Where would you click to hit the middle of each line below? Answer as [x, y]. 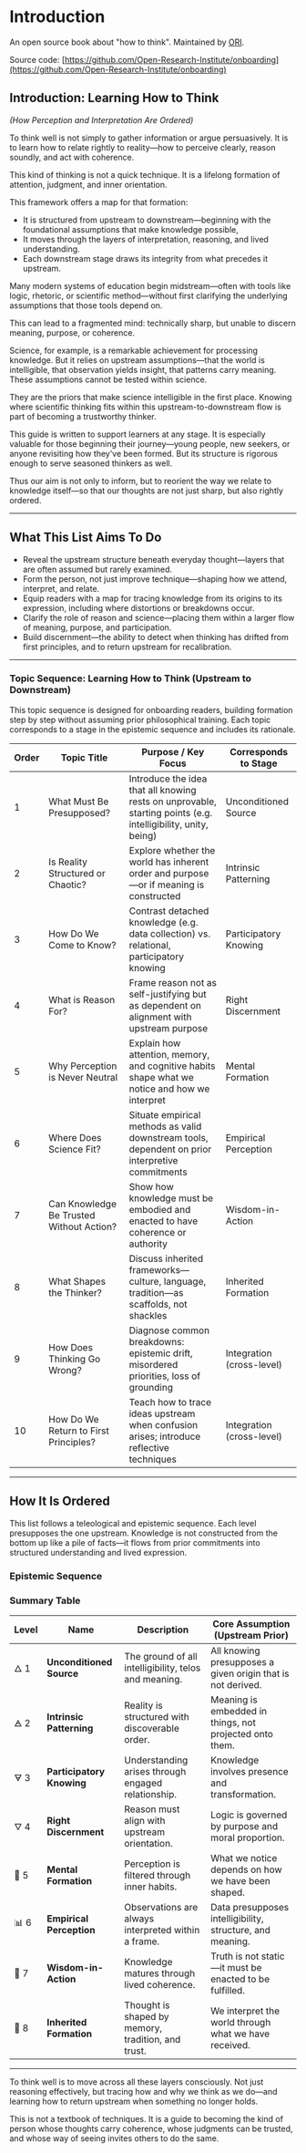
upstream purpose [168, 1028]
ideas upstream [162, 1413]
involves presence [250, 1771]
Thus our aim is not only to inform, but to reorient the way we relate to [140, 481]
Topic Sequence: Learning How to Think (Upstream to [131, 678]
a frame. [142, 1941]
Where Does [75, 1137]
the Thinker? [75, 1292]
